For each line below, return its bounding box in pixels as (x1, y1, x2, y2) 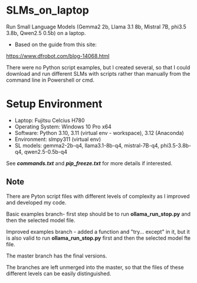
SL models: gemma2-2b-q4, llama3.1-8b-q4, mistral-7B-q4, (14, 141, 159, 149)
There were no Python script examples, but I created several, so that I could (6, 63, 191, 71)
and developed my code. (6, 199, 67, 206)
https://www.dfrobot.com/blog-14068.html (6, 52, 110, 59)
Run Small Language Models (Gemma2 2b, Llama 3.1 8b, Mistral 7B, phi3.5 (6, 23, 187, 30)
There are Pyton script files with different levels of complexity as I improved (6, 192, 190, 200)
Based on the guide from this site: (14, 41, 97, 48)
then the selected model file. (6, 217, 75, 224)
